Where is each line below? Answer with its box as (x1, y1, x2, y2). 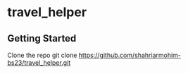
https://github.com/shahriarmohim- (78, 51, 182, 59)
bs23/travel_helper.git (7, 58, 71, 67)
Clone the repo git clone (7, 51, 77, 59)
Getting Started (7, 32, 77, 44)
